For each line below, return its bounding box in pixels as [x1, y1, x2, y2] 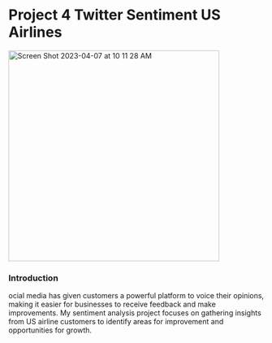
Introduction [8, 272, 58, 284]
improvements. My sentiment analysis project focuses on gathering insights [8, 308, 261, 318]
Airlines [8, 23, 63, 41]
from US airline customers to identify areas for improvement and [8, 317, 224, 327]
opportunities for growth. [8, 325, 92, 335]
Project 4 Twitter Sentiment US [8, 6, 221, 24]
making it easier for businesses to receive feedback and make [8, 299, 217, 310]
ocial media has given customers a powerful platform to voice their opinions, [8, 291, 265, 301]
